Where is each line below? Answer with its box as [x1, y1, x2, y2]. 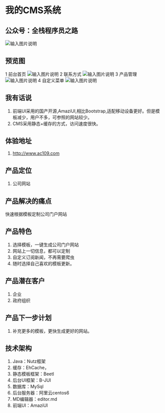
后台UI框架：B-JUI [12, 377, 51, 383]
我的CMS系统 [5, 5, 61, 16]
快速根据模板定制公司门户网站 [5, 211, 67, 217]
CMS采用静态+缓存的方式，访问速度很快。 [12, 121, 101, 127]
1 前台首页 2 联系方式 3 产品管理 [5, 71, 137, 77]
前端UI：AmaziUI [12, 402, 48, 408]
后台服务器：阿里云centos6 [12, 390, 69, 396]
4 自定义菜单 [37, 77, 64, 83]
